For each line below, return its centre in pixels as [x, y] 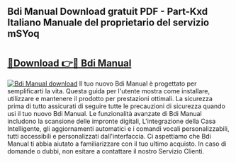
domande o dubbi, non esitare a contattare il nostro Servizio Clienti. [106, 151]
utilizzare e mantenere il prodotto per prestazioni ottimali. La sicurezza [110, 99]
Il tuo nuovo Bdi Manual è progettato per [138, 83]
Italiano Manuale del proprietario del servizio [108, 23]
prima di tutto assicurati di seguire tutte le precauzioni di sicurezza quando [116, 106]
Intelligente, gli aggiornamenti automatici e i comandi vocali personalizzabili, [118, 129]
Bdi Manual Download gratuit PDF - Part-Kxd [107, 12]
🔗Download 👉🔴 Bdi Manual [69, 63]
